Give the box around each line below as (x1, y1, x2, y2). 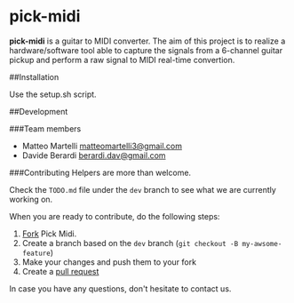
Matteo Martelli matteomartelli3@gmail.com (21, 140, 182, 151)
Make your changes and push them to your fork (21, 256, 197, 267)
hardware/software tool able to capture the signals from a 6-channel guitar (9, 44, 282, 55)
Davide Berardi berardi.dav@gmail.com (21, 149, 166, 161)
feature (21, 249, 51, 258)
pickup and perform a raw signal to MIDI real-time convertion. (9, 54, 235, 65)
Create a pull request (21, 266, 99, 276)
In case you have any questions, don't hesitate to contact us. (9, 283, 232, 294)
